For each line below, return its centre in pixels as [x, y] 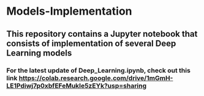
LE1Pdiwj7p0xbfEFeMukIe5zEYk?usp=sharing [77, 86]
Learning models [39, 53]
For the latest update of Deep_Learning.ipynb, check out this [99, 70]
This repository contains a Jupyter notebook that [102, 34]
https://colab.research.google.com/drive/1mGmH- [96, 78]
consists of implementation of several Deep [91, 43]
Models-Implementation [70, 11]
